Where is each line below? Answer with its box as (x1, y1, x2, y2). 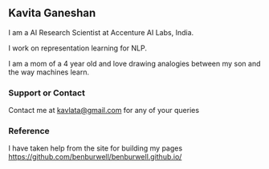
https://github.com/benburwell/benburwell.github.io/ (8, 152, 182, 162)
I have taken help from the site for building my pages (8, 143, 183, 153)
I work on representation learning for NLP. (8, 43, 147, 53)
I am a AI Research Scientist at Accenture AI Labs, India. (8, 27, 194, 37)
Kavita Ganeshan (8, 6, 96, 20)
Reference (8, 126, 50, 137)
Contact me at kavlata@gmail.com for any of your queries (8, 106, 199, 115)
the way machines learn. (8, 67, 90, 77)
